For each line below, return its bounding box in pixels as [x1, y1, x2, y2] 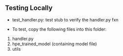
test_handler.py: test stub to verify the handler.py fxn [12, 17, 119, 22]
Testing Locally [5, 4, 53, 12]
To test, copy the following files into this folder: [12, 26, 106, 32]
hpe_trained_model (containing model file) [12, 41, 97, 47]
